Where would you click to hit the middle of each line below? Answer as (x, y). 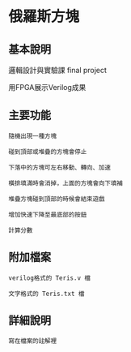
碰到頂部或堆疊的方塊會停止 (48, 152)
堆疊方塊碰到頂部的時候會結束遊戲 (57, 199)
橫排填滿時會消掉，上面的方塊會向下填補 (65, 183)
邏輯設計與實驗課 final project (58, 70)
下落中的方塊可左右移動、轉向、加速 (60, 167)
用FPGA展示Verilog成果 (47, 87)
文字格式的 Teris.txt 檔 (46, 294)
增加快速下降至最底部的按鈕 (48, 215)
